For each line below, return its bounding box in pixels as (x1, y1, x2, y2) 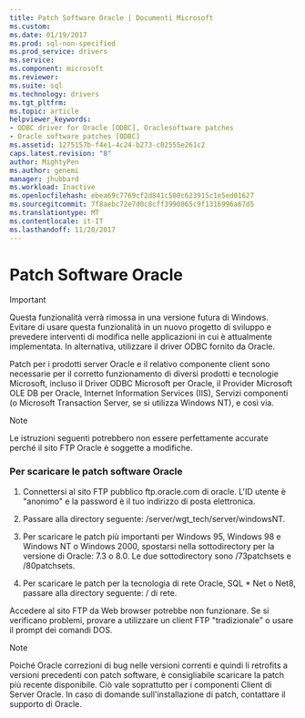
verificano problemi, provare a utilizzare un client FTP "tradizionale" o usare (9, 614, 294, 625)
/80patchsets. (22, 559, 76, 570)
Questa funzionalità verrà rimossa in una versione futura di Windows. (9, 312, 269, 323)
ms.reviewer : (9, 73, 59, 82)
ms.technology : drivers (9, 89, 100, 98)
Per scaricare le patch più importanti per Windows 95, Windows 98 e (22, 530, 281, 542)
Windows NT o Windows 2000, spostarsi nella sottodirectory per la (22, 540, 275, 551)
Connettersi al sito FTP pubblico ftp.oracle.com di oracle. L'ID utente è (22, 486, 287, 497)
